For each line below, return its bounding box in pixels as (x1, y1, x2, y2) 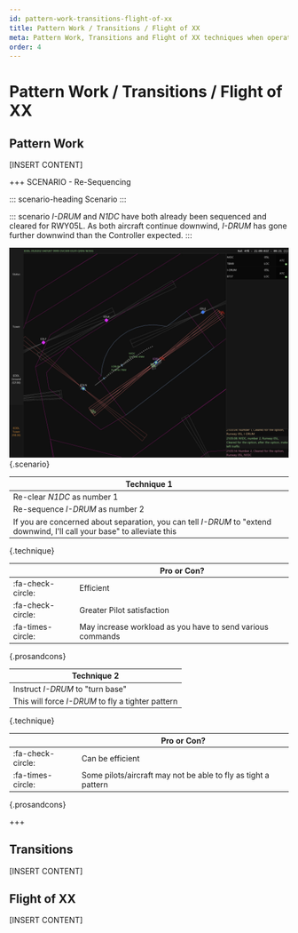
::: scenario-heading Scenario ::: (9, 194, 127, 204)
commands (79, 631, 121, 642)
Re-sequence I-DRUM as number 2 (12, 504, 145, 514)
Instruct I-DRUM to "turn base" (12, 683, 127, 694)
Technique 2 (71, 671, 120, 682)
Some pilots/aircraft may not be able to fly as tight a (81, 770, 270, 781)
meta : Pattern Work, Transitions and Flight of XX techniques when (9, 33, 264, 42)
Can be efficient (81, 753, 140, 763)
